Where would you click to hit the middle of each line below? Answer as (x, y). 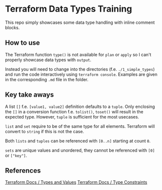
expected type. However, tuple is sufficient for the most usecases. (72, 117)
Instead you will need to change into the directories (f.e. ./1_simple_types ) (80, 69)
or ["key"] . (16, 155)
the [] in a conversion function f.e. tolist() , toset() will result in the (74, 112)
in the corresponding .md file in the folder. (47, 79)
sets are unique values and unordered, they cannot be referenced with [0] (80, 150)
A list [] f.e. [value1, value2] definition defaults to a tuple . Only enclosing (80, 106)
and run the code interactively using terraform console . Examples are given (81, 74)
